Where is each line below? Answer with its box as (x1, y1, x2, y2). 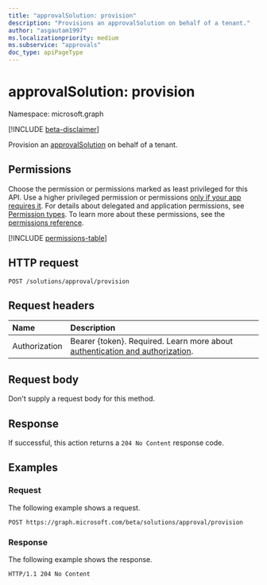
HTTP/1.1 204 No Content (8, 570, 91, 578)
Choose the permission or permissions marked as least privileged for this (8, 184, 248, 193)
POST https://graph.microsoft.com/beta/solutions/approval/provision (8, 518, 244, 526)
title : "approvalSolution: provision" (8, 11, 137, 20)
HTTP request (8, 256, 79, 270)
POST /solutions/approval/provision (8, 277, 130, 285)
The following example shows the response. (8, 554, 153, 564)
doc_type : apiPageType (8, 48, 83, 56)
